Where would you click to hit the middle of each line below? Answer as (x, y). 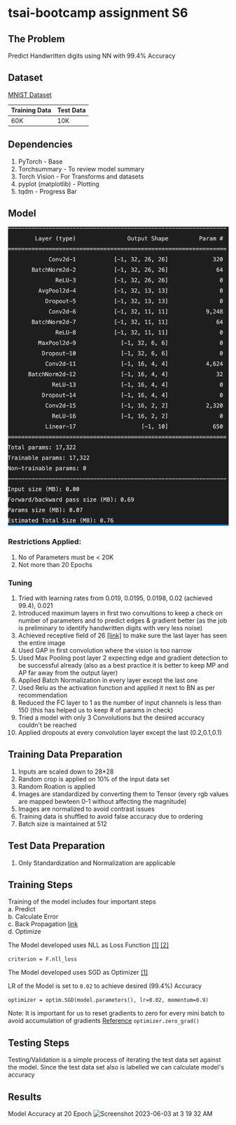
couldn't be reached (47, 725)
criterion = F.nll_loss (43, 960)
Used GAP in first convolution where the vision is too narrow (105, 651)
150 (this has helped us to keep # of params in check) (96, 710)
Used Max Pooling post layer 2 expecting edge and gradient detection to (123, 658)
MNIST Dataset (30, 95)
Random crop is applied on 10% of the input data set (94, 779)
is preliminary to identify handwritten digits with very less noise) (110, 628)
